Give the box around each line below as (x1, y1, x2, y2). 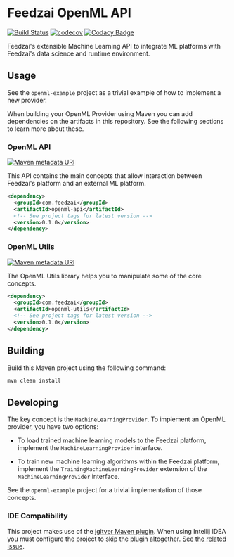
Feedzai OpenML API (7, 5, 131, 21)
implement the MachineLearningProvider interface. (17, 444, 163, 452)
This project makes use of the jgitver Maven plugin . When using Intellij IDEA (7, 527, 226, 535)
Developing (7, 396, 58, 409)
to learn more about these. (7, 124, 84, 133)
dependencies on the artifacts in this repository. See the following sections (7, 117, 224, 125)
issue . (7, 542, 25, 550)
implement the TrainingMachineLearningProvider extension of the (17, 465, 207, 473)
